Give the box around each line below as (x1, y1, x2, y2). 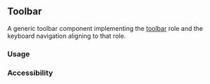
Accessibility (7, 68, 54, 78)
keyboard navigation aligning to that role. (7, 31, 126, 40)
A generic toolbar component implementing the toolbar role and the (7, 24, 203, 32)
